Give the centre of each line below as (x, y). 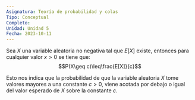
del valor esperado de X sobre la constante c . (62, 90)
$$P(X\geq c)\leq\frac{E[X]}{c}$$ (100, 67)
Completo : (18, 23)
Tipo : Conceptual (28, 17)
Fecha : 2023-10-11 (29, 34)
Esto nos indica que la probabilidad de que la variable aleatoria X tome (92, 78)
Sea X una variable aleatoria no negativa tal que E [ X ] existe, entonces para (97, 51)
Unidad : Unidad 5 (28, 28)
